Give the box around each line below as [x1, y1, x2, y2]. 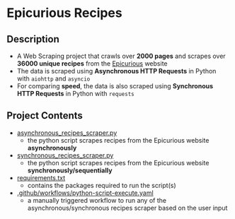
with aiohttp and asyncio [16, 74, 91, 83]
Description [6, 33, 59, 45]
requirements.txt [16, 173, 66, 182]
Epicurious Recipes [6, 5, 122, 21]
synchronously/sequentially [27, 166, 113, 174]
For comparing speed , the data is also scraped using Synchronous [16, 82, 214, 90]
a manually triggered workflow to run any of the [27, 196, 167, 204]
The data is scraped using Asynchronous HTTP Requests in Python [16, 67, 217, 75]
